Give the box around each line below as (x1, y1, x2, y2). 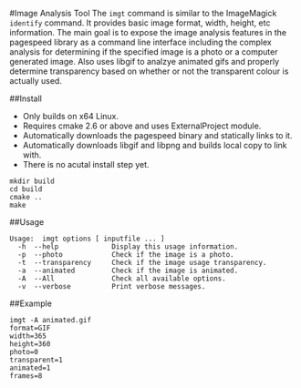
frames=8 (9, 372, 43, 381)
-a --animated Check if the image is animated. (17, 266, 239, 275)
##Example (9, 298, 53, 309)
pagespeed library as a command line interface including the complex (9, 36, 272, 47)
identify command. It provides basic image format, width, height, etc (9, 17, 271, 28)
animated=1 (9, 363, 51, 373)
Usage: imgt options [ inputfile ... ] (9, 234, 166, 243)
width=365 (9, 332, 47, 341)
